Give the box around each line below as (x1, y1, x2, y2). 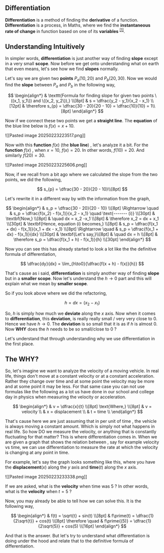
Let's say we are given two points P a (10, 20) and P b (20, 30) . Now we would (5, 76, 157, 83)
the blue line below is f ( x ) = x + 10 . (5, 123, 75, 129)
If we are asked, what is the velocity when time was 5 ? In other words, (5, 483, 149, 489)
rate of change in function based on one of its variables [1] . (5, 27, 125, 34)
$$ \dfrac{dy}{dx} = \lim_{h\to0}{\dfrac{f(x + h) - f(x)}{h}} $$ (20, 260, 144, 267)
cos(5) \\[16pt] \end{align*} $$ (65, 523, 127, 529)
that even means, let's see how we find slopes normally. (5, 66, 119, 72)
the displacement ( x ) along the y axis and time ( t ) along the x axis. (5, 464, 138, 470)
